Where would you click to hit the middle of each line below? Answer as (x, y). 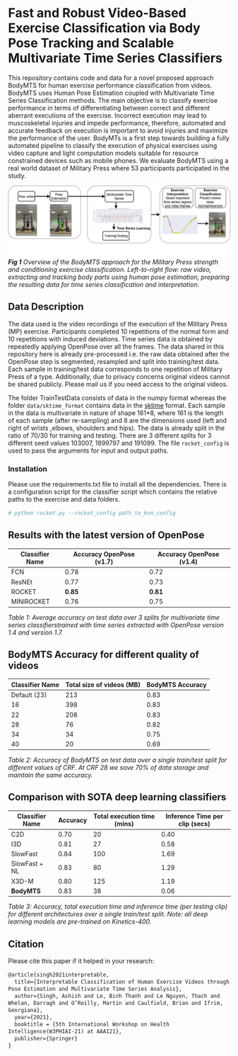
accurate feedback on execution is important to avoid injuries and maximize (118, 130)
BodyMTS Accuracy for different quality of (104, 655)
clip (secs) (194, 824)
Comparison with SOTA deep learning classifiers (117, 797)
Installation (28, 469)
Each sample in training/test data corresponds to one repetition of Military (115, 369)
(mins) (124, 824)
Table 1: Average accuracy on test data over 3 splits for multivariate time (114, 617)
